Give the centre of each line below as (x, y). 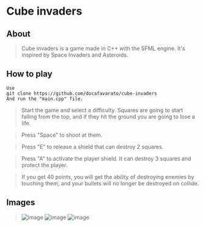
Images (21, 203)
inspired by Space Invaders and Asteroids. (75, 55)
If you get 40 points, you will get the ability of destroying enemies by (108, 177)
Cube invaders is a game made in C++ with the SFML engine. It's (103, 48)
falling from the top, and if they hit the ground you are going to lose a (108, 117)
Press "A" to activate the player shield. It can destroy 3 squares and (106, 158)
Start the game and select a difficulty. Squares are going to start (102, 110)
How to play (29, 74)
